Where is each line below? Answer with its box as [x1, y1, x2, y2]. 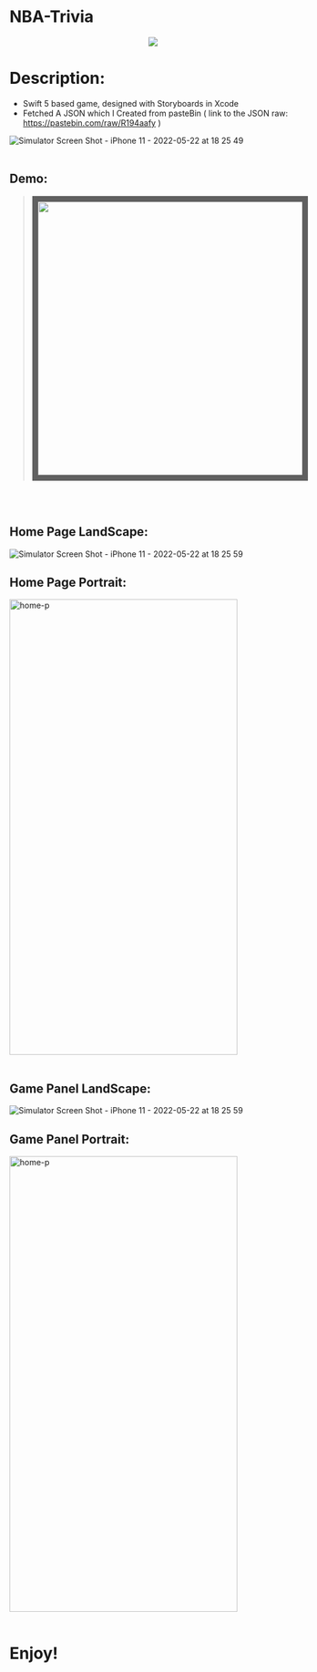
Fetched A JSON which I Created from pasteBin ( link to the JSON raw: [22, 108, 289, 118]
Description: [9, 68, 106, 88]
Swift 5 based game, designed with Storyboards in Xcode [22, 97, 240, 108]
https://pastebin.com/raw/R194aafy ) [22, 117, 161, 128]
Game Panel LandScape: [9, 1081, 152, 1096]
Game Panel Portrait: [9, 1132, 130, 1147]
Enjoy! [9, 1643, 59, 1664]
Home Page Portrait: [9, 574, 128, 590]
